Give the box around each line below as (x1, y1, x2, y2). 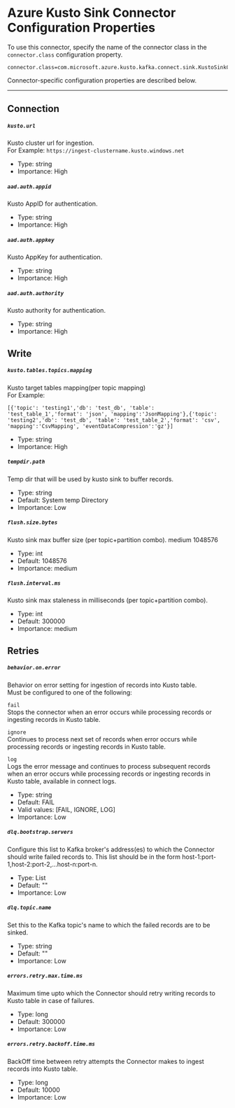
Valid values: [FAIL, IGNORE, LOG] (17, 805, 115, 814)
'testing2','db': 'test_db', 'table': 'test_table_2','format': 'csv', (7, 416, 220, 424)
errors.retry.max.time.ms (7, 972, 83, 980)
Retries (7, 645, 40, 657)
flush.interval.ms (7, 580, 61, 587)
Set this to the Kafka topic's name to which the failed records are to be (7, 921, 211, 929)
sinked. (7, 928, 29, 937)
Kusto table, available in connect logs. (7, 776, 117, 785)
